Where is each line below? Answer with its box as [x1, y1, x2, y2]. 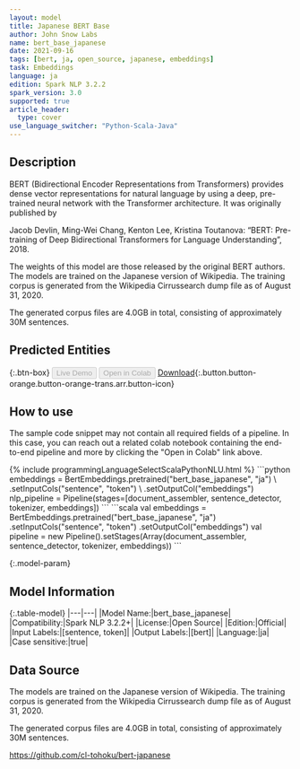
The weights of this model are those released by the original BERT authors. [9, 261, 286, 272]
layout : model [9, 13, 63, 22]
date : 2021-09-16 [9, 47, 74, 56]
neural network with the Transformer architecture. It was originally [37, 197, 282, 208]
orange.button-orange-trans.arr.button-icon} [9, 378, 175, 389]
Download [157, 367, 195, 378]
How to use [9, 405, 73, 420]
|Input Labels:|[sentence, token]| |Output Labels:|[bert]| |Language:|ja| [9, 627, 270, 638]
